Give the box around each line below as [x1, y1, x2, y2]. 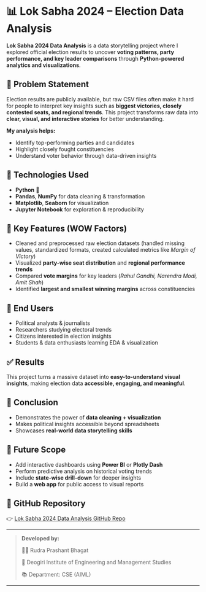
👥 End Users [6, 303, 54, 313]
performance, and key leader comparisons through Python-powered [6, 55, 185, 62]
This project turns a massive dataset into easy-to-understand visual [6, 373, 181, 380]
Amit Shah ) [15, 279, 44, 286]
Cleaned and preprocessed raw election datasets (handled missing [15, 240, 185, 247]
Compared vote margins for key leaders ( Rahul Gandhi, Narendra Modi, [15, 272, 197, 279]
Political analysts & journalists [15, 319, 91, 327]
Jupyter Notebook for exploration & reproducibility [15, 206, 144, 213]
